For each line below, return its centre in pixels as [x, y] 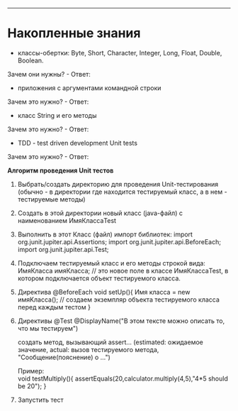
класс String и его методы [57, 115]
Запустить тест [40, 400]
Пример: [31, 371]
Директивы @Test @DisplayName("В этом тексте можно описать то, [121, 321]
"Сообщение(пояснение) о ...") [64, 357]
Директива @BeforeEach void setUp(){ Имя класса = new [104, 292]
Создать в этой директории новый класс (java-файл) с [100, 213]
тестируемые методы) [52, 199]
